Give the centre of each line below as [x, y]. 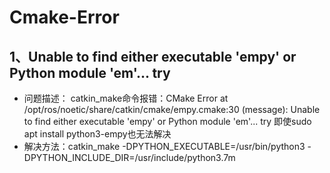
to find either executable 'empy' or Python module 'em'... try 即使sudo [167, 121]
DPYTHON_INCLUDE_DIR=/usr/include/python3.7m [129, 157]
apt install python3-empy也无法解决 [97, 134]
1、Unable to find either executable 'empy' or [153, 56]
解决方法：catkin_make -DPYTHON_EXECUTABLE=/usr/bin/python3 [164, 146]
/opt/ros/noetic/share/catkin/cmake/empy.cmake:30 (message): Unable [172, 109]
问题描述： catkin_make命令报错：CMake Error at [126, 98]
